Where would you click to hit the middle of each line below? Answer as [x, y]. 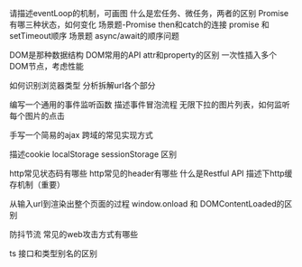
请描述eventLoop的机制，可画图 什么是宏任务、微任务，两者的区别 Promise [149, 13]
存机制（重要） [37, 184]
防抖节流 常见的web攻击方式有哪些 [73, 234]
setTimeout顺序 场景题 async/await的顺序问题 [95, 36]
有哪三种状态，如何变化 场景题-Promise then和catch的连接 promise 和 [139, 24]
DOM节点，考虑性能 [46, 66]
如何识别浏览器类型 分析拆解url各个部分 [82, 85]
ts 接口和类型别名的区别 [53, 253]
